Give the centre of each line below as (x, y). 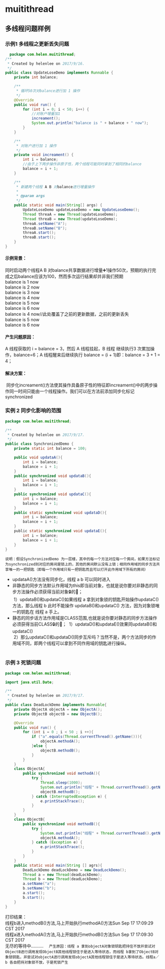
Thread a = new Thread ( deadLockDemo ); (63, 875)
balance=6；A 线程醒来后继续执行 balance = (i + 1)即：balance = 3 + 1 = (87, 355)
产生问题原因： (20, 337)
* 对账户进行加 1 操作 (36, 146)
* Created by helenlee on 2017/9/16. (46, 63)
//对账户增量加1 (46, 114)
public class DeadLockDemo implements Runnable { (56, 705)
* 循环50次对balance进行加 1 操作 (48, 91)
